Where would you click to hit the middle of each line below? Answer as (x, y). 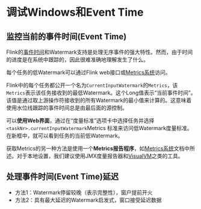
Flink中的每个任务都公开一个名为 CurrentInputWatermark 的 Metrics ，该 (92, 85)
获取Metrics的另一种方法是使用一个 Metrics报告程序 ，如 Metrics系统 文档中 (98, 148)
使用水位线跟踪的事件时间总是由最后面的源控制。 (67, 108)
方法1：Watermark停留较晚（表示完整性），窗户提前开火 (84, 192)
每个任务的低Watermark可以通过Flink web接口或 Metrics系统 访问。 (88, 72)
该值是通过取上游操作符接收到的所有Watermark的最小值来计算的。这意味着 (99, 100)
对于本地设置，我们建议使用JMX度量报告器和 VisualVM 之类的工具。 (100, 156)
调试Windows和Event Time (75, 12)
